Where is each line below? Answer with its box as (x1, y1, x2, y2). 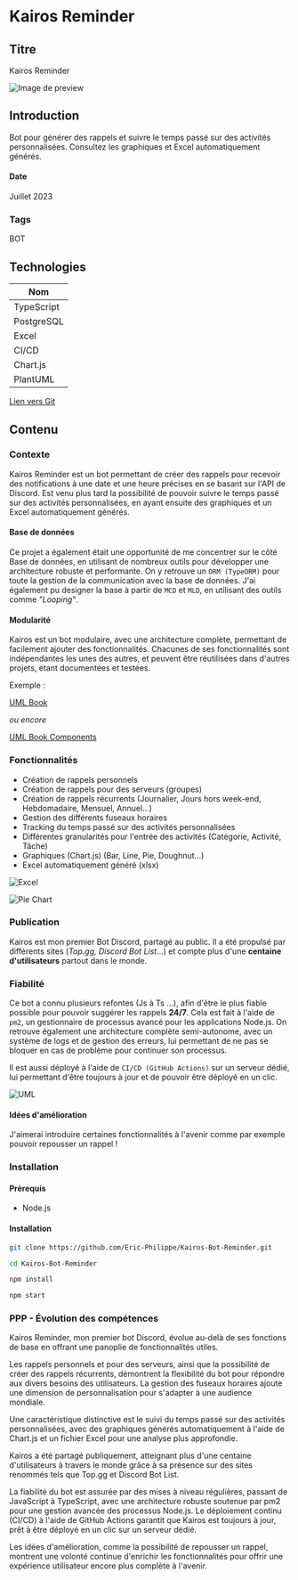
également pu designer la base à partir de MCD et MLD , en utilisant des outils (9, 585, 282, 596)
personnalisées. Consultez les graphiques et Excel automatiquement (9, 141, 261, 152)
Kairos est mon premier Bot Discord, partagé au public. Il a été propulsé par (9, 936, 286, 947)
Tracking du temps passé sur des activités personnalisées (21, 821, 236, 832)
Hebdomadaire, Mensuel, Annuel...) (21, 802, 153, 813)
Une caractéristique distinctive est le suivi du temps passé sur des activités (9, 1414, 286, 1425)
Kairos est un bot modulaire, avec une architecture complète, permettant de (9, 634, 287, 645)
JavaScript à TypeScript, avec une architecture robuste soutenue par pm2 (9, 1496, 281, 1507)
